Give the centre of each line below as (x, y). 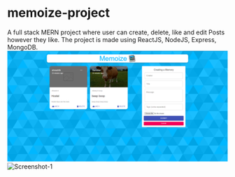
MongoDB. (23, 47)
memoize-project (59, 13)
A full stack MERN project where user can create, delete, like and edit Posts (116, 32)
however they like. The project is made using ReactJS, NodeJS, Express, (112, 39)
